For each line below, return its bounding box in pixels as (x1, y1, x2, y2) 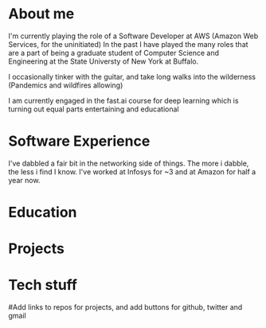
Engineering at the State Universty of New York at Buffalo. (8, 57, 199, 66)
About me (8, 5, 75, 23)
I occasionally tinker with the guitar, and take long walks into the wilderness (8, 72, 256, 81)
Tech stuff (8, 276, 78, 295)
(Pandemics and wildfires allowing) (8, 80, 123, 90)
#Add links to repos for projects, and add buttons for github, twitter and (8, 303, 243, 312)
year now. (8, 175, 41, 185)
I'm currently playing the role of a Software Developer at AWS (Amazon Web (8, 31, 259, 41)
